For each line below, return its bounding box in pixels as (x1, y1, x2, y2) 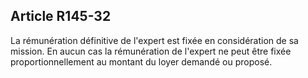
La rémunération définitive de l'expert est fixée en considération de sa (10, 34, 299, 46)
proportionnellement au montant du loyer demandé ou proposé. (10, 55, 273, 68)
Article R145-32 (10, 8, 112, 25)
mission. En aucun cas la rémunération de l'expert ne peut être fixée (10, 45, 292, 57)
